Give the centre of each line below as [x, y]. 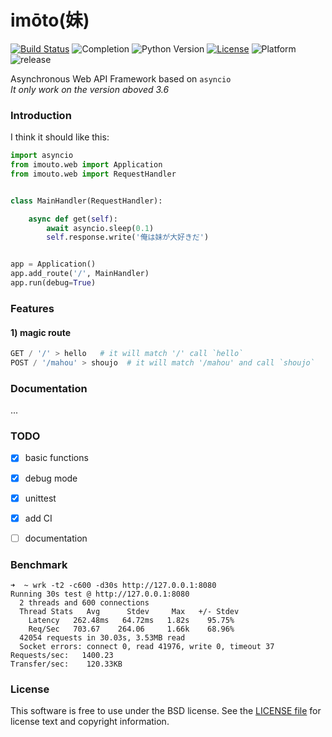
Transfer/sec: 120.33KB [66, 664]
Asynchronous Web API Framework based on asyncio [121, 78]
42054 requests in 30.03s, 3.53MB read [102, 638]
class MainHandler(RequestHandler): [86, 201]
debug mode [51, 478]
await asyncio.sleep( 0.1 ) [100, 228]
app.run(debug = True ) [53, 283]
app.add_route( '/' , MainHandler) [80, 274]
